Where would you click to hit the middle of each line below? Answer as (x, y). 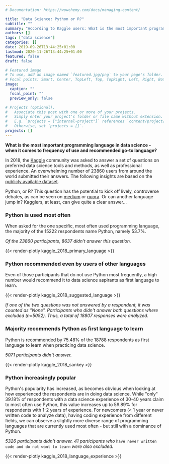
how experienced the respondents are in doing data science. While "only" (82, 394)
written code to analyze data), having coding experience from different (78, 415)
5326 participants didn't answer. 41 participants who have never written (81, 441)
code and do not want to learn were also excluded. (59, 446)
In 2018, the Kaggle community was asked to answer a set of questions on (82, 160)
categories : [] (21, 43)
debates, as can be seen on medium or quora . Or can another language (79, 196)
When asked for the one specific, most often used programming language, (82, 226)
